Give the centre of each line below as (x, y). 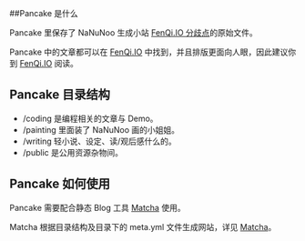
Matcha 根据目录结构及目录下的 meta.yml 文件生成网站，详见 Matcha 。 (143, 226)
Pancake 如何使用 (60, 184)
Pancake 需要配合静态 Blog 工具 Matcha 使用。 (97, 207)
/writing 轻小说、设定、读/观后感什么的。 (99, 141)
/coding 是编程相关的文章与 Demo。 (90, 118)
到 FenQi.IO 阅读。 (44, 63)
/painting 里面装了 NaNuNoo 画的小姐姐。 (101, 129)
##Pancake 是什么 (44, 13)
